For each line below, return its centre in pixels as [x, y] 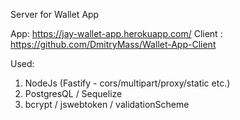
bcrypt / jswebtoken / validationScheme [107, 104]
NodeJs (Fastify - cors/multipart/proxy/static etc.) [127, 83]
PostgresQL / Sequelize [73, 93]
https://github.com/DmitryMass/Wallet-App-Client [113, 44]
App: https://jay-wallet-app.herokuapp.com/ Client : [116, 33]
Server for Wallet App [55, 14]
